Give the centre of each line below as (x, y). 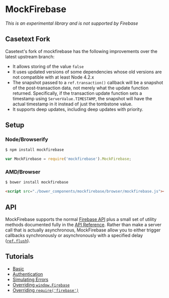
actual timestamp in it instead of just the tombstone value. (72, 104)
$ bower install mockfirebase (37, 183)
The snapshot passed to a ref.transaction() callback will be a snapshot (88, 82)
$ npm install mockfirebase (35, 150)
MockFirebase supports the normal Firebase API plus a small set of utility (81, 219)
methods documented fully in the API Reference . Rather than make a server (83, 225)
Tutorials (19, 256)
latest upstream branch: (30, 56)
